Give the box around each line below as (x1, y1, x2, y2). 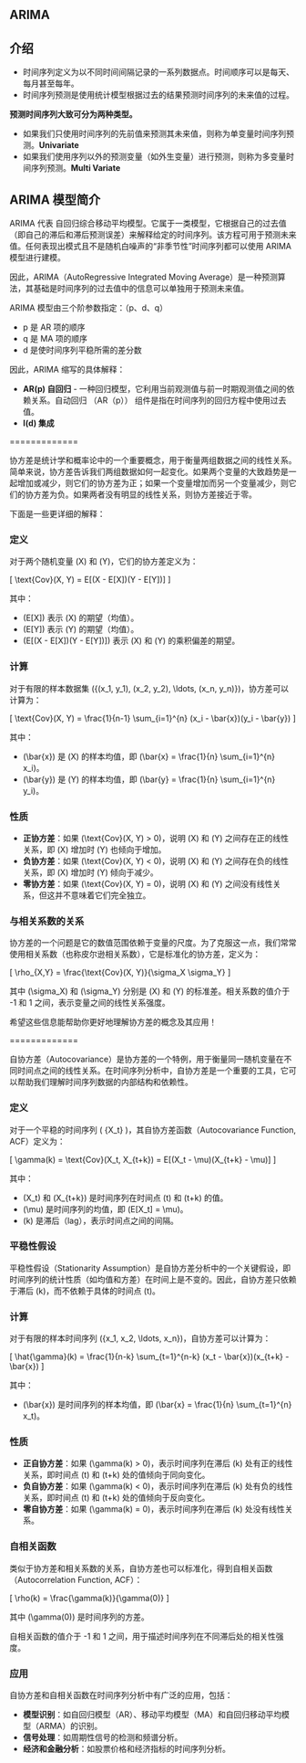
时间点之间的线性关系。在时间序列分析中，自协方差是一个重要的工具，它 (16, 1065, 289, 1076)
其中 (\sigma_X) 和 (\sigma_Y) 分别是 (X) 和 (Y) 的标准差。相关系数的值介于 (9, 986, 291, 997)
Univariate (38, 140, 79, 151)
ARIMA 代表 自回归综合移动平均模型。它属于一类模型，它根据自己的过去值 (9, 218, 287, 229)
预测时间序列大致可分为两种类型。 (9, 109, 138, 120)
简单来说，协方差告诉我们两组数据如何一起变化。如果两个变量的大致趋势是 (9, 466, 289, 478)
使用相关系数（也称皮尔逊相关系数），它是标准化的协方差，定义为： (9, 949, 261, 960)
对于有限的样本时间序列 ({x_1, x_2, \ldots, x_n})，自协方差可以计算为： (9, 1333, 271, 1344)
